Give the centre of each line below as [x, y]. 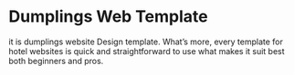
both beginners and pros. [56, 61]
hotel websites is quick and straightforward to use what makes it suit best [147, 51]
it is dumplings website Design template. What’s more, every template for [146, 42]
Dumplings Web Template [108, 17]
